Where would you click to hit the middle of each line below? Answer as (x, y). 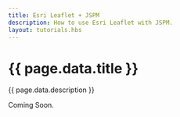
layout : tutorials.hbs (45, 30)
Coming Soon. (31, 105)
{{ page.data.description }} (52, 90)
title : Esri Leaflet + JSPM (54, 15)
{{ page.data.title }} (73, 68)
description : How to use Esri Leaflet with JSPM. (91, 23)
